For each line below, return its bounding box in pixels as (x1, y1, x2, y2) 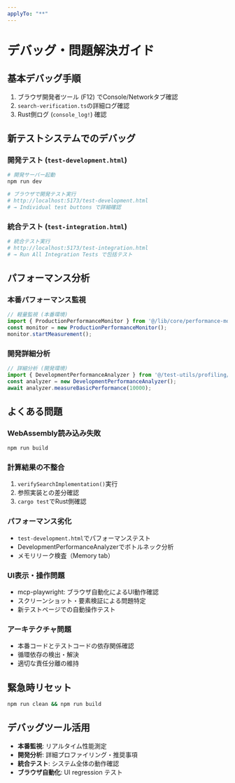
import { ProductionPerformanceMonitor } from (7, 318, 145, 325)
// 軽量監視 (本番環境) (7, 311, 69, 319)
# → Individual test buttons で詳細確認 (7, 204, 121, 211)
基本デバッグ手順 (7, 73, 81, 85)
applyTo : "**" (7, 10, 49, 18)
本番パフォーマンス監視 (7, 295, 86, 305)
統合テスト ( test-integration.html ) (7, 221, 127, 231)
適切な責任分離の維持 (17, 659, 79, 667)
